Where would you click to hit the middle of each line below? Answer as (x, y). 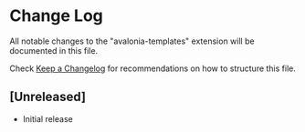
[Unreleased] (48, 97)
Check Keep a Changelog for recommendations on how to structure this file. (153, 68)
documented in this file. (54, 50)
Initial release (47, 118)
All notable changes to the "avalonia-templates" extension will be (132, 41)
